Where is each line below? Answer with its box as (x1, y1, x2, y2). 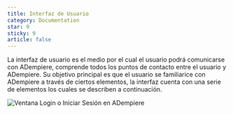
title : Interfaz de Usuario (7, 10, 90, 17)
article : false (7, 36, 52, 43)
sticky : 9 (7, 29, 36, 37)
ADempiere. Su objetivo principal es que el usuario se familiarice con (7, 71, 206, 79)
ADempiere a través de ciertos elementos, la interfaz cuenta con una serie (7, 78, 222, 86)
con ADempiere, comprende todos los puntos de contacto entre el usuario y (7, 63, 227, 71)
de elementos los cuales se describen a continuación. (7, 85, 162, 94)
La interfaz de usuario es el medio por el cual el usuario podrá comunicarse (7, 55, 225, 64)
